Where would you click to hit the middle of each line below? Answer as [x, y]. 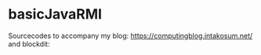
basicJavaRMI [55, 14]
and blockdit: [29, 43]
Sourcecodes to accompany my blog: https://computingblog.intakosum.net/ [130, 36]
